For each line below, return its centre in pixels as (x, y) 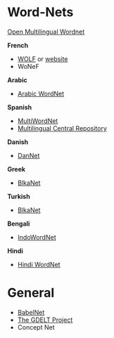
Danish (18, 142)
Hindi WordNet (39, 264)
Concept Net (36, 327)
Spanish (20, 107)
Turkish (19, 196)
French (18, 45)
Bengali (19, 223)
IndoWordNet (37, 237)
